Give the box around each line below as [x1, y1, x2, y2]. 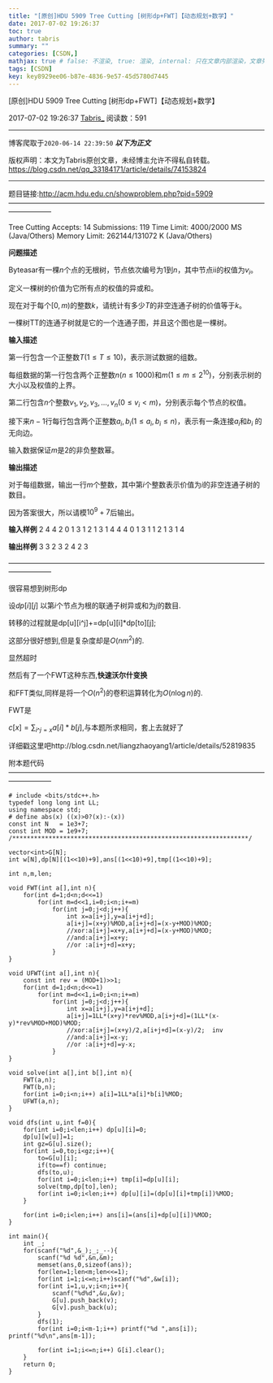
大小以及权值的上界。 [8, 380, 80, 390]
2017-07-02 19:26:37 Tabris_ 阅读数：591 [8, 113, 147, 123]
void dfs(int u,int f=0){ [8, 1119, 96, 1127]
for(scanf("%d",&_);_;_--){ [23, 1246, 118, 1255]
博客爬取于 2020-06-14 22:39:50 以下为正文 [8, 137, 151, 147]
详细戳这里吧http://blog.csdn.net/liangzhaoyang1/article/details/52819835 [8, 741, 256, 751]
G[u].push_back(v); [51, 1297, 118, 1305]
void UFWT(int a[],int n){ [8, 969, 100, 978]
